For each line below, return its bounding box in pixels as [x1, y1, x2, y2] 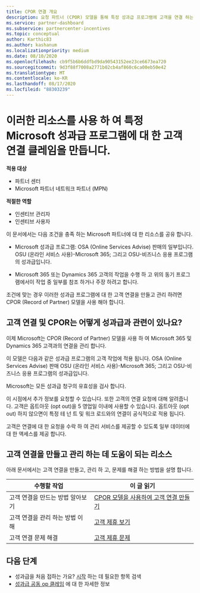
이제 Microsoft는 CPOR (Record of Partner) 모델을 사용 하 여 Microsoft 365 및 [6, 334, 192, 342]
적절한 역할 [6, 198, 32, 205]
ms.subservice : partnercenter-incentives [6, 25, 111, 32]
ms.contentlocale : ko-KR [6, 75, 68, 81]
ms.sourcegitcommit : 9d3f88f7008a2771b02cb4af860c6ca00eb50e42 [6, 64, 167, 70]
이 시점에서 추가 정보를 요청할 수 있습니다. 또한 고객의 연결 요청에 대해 [6, 395, 168, 402]
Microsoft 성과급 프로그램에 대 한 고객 [6, 129, 183, 143]
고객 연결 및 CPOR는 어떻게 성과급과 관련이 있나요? [6, 318, 183, 328]
